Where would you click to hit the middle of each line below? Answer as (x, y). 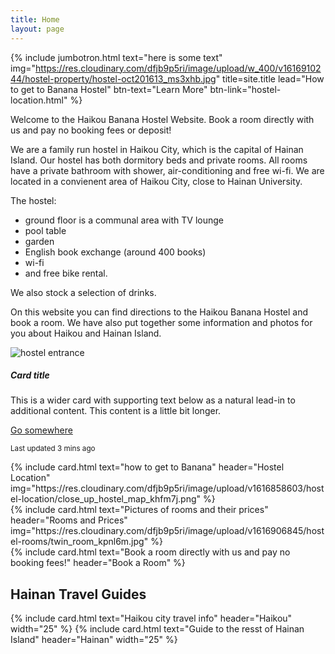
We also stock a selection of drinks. (83, 292)
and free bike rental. (66, 273)
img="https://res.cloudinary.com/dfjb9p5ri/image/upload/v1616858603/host (167, 488)
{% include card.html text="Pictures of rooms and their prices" (139, 510)
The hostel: (33, 200)
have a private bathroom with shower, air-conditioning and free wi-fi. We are (167, 170)
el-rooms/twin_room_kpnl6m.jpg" (79, 542)
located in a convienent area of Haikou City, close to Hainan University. (156, 181)
